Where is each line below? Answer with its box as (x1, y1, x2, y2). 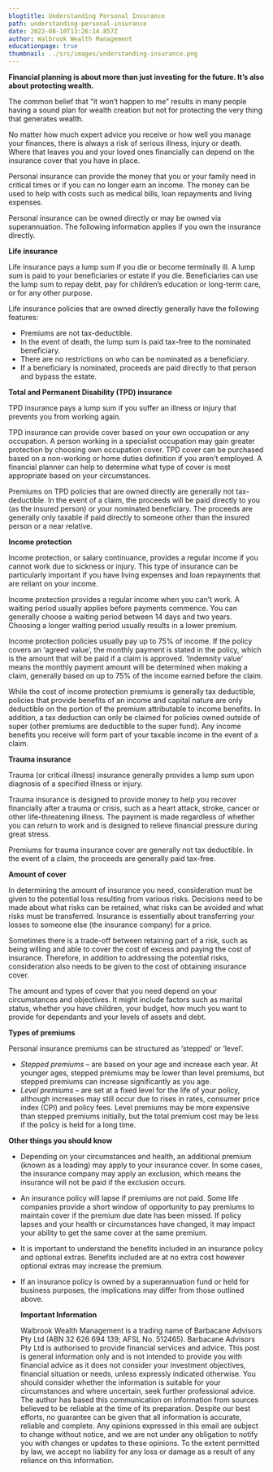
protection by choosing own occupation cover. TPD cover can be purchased (8, 445, 264, 455)
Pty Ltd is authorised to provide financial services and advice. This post (19, 1343, 260, 1352)
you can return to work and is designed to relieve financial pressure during (8, 820, 258, 830)
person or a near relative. (8, 521, 93, 530)
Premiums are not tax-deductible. (19, 328, 132, 338)
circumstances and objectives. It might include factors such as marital (8, 995, 243, 1004)
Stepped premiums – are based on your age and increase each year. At (19, 1060, 258, 1069)
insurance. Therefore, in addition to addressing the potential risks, (8, 953, 229, 962)
